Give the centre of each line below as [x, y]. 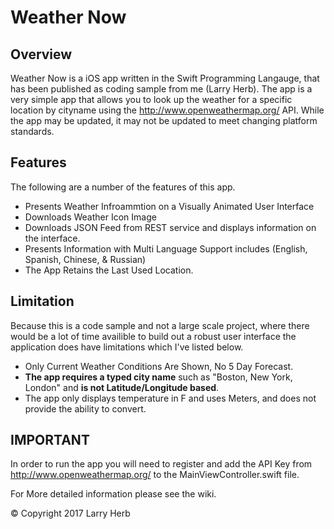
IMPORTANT [50, 440]
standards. [32, 131]
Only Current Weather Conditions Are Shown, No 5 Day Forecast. [159, 366]
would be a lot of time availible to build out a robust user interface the [153, 336]
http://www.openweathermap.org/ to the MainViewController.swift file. [155, 475]
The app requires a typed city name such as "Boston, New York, [158, 377]
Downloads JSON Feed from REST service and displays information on [170, 227]
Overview [41, 54]
